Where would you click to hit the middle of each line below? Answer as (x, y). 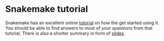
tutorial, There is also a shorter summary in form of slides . (65, 33)
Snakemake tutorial (47, 9)
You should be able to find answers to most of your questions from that (79, 28)
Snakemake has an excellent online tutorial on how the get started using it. (82, 23)
